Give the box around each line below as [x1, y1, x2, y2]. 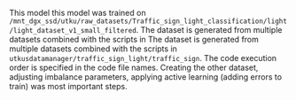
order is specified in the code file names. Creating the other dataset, [9, 62, 259, 73]
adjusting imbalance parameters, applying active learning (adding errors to [9, 72, 282, 82]
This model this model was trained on [9, 8, 146, 18]
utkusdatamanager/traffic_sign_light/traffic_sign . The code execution [9, 53, 277, 63]
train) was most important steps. [9, 81, 129, 91]
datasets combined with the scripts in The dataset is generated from [9, 35, 260, 44]
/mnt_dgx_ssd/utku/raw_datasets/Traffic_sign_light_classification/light [9, 17, 288, 26]
